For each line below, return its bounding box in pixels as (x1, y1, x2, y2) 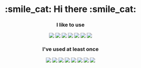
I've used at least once (42, 46, 99, 53)
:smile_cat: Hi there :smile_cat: (5, 3, 136, 15)
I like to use (56, 21, 85, 28)
